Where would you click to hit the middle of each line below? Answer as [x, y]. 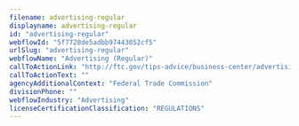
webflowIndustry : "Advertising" [69, 100]
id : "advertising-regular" [59, 34]
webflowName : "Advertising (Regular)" [81, 59]
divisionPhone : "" [43, 91]
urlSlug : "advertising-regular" [69, 51]
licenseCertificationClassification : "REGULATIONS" [107, 108]
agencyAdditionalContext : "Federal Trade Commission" [111, 83]
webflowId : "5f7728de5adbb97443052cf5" [83, 42]
